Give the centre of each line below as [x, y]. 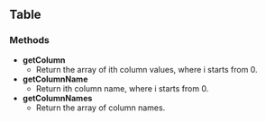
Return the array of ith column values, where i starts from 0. [147, 69]
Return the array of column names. [101, 108]
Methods [29, 40]
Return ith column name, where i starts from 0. [122, 88]
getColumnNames [57, 98]
